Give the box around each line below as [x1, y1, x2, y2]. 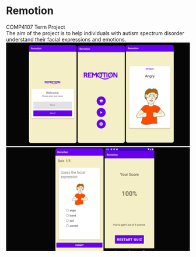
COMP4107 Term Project [6, 23, 65, 30]
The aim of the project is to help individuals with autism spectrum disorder [6, 29, 185, 36]
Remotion [6, 4, 54, 18]
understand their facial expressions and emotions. [6, 36, 127, 43]
